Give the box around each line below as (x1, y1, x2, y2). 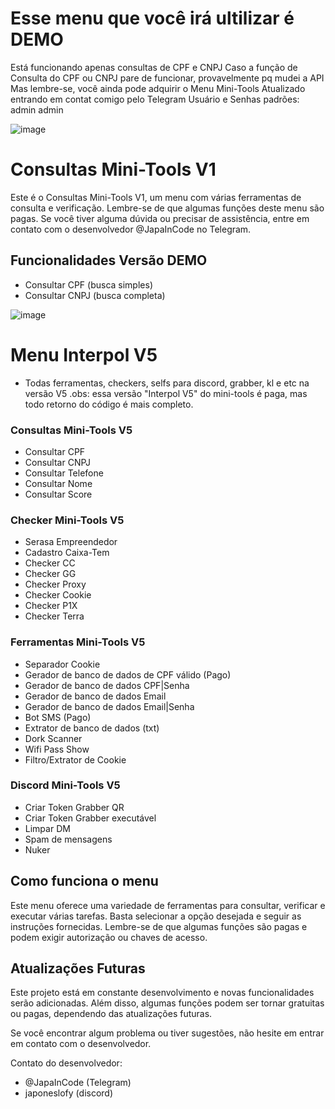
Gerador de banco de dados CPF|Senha (24, 679, 190, 691)
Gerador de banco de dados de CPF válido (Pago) (24, 668, 232, 681)
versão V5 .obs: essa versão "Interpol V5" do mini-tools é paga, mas (24, 387, 308, 399)
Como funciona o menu (10, 873, 159, 890)
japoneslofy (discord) (24, 1087, 114, 1099)
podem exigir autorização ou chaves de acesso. (10, 931, 208, 943)
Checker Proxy (24, 578, 87, 591)
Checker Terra (24, 610, 85, 622)
